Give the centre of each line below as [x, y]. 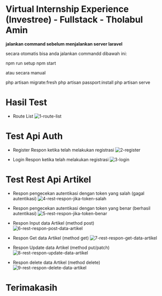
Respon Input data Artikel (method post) [53, 223]
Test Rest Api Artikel [48, 179]
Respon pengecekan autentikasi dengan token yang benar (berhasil [81, 208]
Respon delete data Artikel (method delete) [57, 262]
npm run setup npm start [31, 63]
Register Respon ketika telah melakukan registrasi [63, 150]
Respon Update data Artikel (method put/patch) [61, 247]
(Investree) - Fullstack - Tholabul [74, 20]
